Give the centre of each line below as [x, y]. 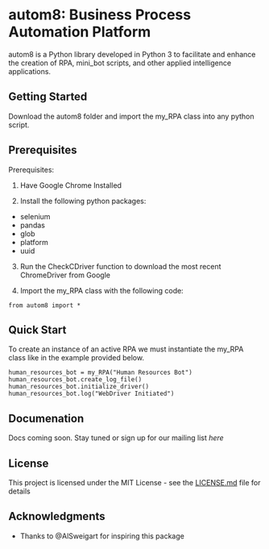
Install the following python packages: [83, 201]
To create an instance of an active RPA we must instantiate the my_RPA [126, 349]
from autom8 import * [45, 305]
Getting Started [48, 97]
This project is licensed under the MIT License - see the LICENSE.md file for [134, 482]
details [19, 491]
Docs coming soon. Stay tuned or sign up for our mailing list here [116, 438]
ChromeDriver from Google [65, 275]
